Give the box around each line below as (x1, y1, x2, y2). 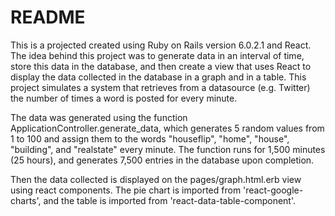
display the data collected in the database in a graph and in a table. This (10, 71, 307, 83)
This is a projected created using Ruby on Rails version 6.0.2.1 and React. (10, 39, 312, 51)
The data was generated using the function (10, 111, 188, 123)
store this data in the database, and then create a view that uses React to (10, 60, 312, 72)
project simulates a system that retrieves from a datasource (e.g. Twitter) (10, 81, 311, 93)
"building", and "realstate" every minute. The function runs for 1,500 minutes (10, 143, 326, 155)
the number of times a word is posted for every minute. (10, 92, 238, 104)
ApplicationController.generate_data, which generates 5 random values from (10, 122, 325, 134)
